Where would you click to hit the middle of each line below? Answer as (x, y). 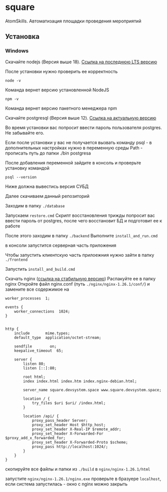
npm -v (12, 99)
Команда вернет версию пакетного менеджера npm (61, 108)
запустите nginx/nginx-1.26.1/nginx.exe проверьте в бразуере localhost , (83, 479)
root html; (34, 377)
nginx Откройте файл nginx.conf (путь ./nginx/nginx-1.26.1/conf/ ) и (78, 284)
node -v (13, 81)
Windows (17, 51)
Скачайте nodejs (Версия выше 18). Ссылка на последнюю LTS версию (81, 62)
